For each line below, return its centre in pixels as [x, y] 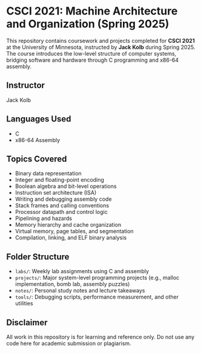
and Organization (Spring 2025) [88, 24]
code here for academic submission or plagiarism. [69, 343]
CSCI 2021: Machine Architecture [92, 11]
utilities [24, 303]
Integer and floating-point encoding [60, 180]
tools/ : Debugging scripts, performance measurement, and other [97, 297]
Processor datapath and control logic [61, 212]
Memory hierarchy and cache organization [68, 225]
